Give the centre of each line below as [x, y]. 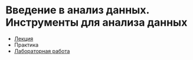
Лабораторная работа [42, 51]
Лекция [24, 38]
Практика [26, 45]
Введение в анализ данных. [78, 10]
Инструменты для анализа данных [97, 22]
